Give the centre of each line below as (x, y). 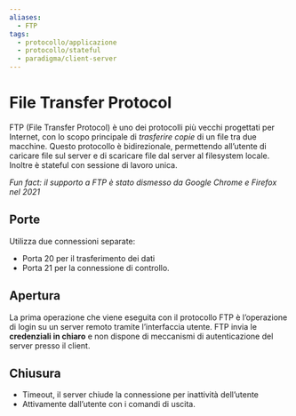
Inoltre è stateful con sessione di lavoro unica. (93, 164)
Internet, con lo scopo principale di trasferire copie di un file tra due (133, 136)
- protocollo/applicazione (67, 42)
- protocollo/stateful (59, 51)
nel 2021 (25, 191)
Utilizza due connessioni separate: (72, 241)
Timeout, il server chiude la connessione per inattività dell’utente (140, 395)
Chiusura (35, 373)
